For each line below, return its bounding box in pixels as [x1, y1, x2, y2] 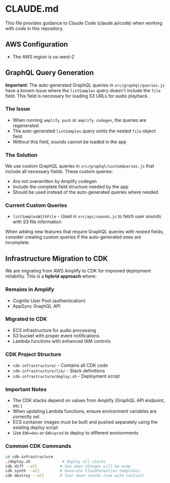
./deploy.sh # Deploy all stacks [5, 459, 106, 464]
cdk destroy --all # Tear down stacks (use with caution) [5, 473, 145, 478]
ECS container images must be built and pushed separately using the [12, 419, 158, 425]
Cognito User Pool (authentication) [12, 298, 86, 304]
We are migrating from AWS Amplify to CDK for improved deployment [5, 268, 151, 274]
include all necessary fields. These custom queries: [5, 169, 114, 175]
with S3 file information [12, 219, 62, 225]
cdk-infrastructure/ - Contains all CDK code [12, 362, 108, 368]
